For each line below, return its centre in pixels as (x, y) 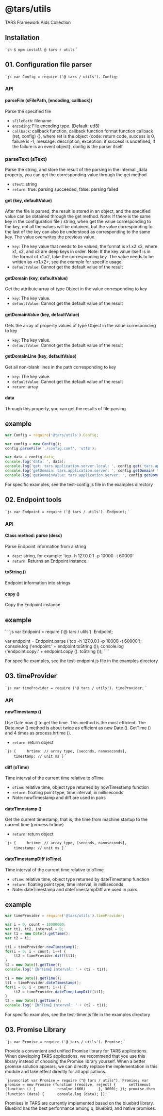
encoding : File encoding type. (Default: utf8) (56, 126)
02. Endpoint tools (33, 500)
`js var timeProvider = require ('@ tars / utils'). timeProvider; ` (76, 687)
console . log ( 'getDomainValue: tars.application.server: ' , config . (75, 475)
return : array (25, 386)
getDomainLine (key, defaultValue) (41, 356)
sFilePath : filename (32, 120)
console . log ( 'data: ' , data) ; (36, 462)
